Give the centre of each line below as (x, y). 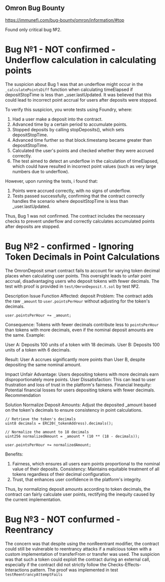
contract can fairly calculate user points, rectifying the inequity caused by (80, 494)
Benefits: (14, 454)
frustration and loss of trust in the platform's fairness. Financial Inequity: (78, 385)
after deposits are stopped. (33, 226)
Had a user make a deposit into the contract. (57, 119)
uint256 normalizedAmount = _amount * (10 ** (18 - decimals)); (72, 436)
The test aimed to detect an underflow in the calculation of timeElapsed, (85, 161)
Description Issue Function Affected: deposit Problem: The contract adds (79, 296)
